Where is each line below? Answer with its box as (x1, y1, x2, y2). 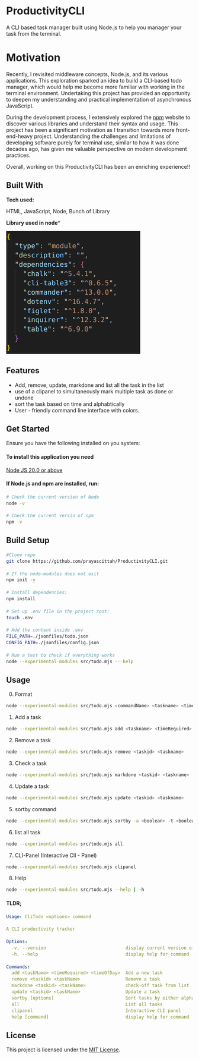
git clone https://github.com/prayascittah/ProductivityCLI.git (6, 558, 168, 564)
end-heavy (6, 133, 33, 140)
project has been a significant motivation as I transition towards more (6, 126, 175, 133)
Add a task (14, 714, 41, 721)
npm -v (6, 519, 23, 525)
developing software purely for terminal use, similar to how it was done (6, 138, 179, 146)
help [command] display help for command (11, 1014, 190, 1020)
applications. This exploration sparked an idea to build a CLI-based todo (6, 77, 182, 84)
